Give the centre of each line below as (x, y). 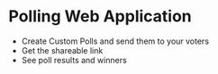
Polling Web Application (100, 16)
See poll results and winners (74, 60)
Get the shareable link (62, 50)
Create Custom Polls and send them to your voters (115, 41)
